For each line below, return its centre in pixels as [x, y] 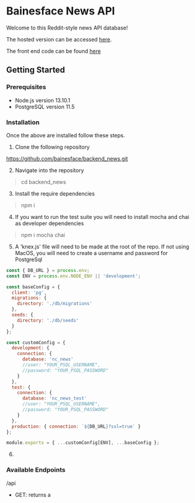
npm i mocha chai [43, 235]
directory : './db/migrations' [55, 304]
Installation [23, 122]
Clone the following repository [52, 147]
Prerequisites [26, 87]
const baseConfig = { [33, 287]
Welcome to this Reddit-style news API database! [67, 28]
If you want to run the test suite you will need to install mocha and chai [102, 217]
